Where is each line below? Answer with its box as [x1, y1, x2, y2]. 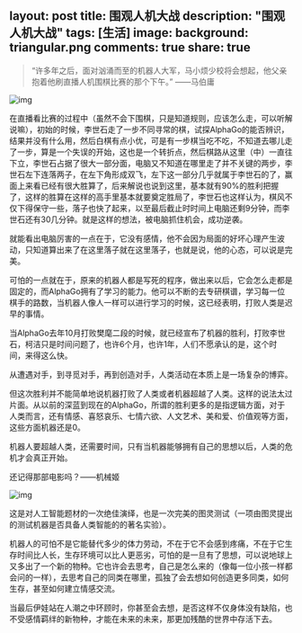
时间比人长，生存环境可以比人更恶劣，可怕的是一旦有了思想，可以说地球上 [16, 549, 293, 560]
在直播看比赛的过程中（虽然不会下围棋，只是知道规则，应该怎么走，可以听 [9, 112, 285, 123]
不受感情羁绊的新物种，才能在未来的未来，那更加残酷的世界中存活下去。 [9, 613, 277, 624]
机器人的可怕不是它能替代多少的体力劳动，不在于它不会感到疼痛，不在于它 [9, 538, 285, 548]
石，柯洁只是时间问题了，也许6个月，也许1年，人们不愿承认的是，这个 [9, 338, 270, 349]
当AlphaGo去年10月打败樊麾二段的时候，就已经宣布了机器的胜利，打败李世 [9, 327, 286, 338]
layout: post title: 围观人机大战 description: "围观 [9, 8, 286, 24]
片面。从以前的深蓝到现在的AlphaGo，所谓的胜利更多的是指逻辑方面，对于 [9, 399, 286, 410]
